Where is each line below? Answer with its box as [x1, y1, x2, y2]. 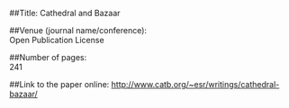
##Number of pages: [9, 52, 87, 62]
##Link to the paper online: [9, 79, 110, 89]
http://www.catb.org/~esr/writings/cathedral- [111, 79, 280, 89]
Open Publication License [9, 35, 105, 45]
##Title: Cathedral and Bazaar [9, 8, 121, 18]
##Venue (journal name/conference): [9, 25, 147, 35]
